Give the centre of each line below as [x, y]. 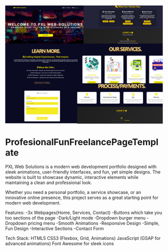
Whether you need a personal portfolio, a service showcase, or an [73, 192]
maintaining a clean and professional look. [49, 182]
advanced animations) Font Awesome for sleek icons [59, 243]
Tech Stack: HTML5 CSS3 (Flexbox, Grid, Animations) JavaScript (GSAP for [83, 238]
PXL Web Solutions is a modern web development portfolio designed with [81, 166]
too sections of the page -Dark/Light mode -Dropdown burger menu [75, 217]
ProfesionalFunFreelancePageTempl [82, 142]
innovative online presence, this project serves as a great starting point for [82, 197]
